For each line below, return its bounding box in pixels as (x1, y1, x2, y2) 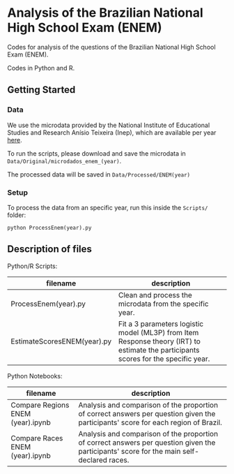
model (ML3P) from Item (118, 327, 199, 337)
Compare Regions (10, 400, 70, 410)
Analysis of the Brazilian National (7, 5, 203, 21)
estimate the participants (118, 345, 200, 355)
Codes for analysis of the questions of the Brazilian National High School (7, 43, 216, 51)
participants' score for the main (78, 446, 181, 456)
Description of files (7, 243, 93, 255)
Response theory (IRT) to (118, 336, 201, 346)
